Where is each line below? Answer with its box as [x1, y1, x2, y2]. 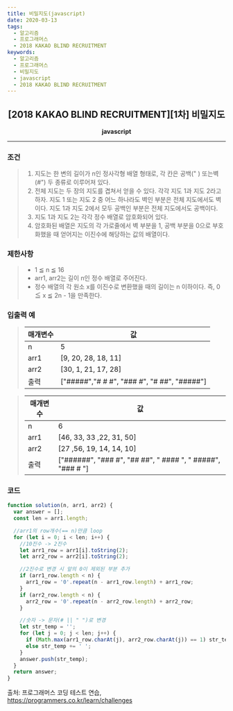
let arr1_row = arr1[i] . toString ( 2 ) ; [19, 547, 129, 554]
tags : [7, 23, 23, 30]
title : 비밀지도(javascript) [7, 10, 85, 17]
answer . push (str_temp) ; [19, 656, 89, 662]
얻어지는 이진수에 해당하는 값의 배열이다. [60, 230, 170, 239]
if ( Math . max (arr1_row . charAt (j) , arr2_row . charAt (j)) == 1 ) [25, 636, 207, 643]
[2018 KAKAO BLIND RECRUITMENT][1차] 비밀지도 [8, 108, 225, 120]
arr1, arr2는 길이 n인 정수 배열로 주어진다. [34, 273, 148, 282]
